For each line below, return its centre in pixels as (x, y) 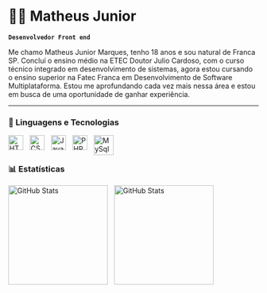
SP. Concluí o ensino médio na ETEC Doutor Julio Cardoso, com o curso (126, 60)
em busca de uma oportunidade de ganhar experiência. (99, 94)
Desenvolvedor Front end (49, 37)
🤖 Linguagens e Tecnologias (64, 122)
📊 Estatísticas (37, 169)
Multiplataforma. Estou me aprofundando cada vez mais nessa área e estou (132, 86)
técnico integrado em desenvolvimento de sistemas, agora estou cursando (130, 69)
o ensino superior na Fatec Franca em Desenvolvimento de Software (120, 77)
